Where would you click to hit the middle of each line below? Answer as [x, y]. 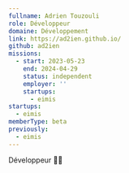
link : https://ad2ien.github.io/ [65, 39]
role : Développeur [39, 24]
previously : [28, 129]
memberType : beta [38, 122]
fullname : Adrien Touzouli [54, 16]
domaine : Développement [49, 31]
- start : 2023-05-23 [50, 62]
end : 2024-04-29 [51, 69]
